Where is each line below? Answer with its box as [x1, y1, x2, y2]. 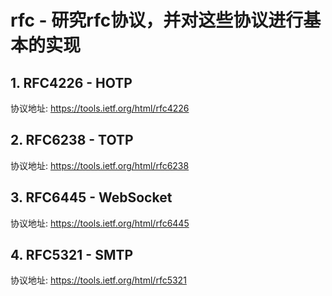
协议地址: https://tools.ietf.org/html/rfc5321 [10, 274, 187, 286]
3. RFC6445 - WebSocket [10, 189, 173, 206]
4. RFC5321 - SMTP [10, 247, 134, 264]
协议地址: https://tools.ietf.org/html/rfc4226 [10, 102, 190, 114]
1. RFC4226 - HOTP [10, 74, 133, 91]
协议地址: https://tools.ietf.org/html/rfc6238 [10, 159, 190, 171]
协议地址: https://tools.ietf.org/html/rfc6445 [10, 217, 190, 229]
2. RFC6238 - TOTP [10, 132, 134, 149]
